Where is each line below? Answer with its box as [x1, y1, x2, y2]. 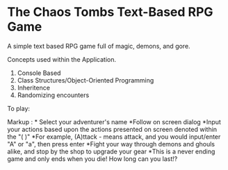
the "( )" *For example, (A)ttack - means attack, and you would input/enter [7, 133, 221, 141]
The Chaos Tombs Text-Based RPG [7, 4, 213, 20]
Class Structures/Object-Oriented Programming [17, 76, 154, 84]
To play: [7, 104, 30, 112]
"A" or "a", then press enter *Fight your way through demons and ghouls [7, 139, 215, 148]
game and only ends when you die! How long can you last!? [7, 154, 178, 163]
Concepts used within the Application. [7, 55, 117, 63]
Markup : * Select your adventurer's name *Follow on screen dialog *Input [7, 117, 221, 126]
